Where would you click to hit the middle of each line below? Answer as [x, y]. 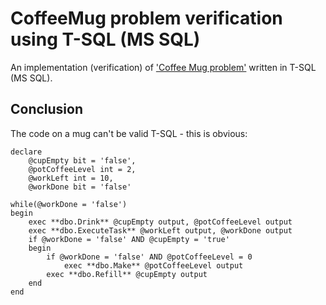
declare [26, 152]
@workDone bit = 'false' [80, 187]
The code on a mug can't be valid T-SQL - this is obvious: [129, 133]
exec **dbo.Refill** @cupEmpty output [127, 274]
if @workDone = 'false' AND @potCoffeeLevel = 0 [149, 257]
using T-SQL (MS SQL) [105, 39]
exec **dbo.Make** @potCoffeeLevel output [153, 265]
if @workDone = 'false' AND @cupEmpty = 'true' [129, 239]
